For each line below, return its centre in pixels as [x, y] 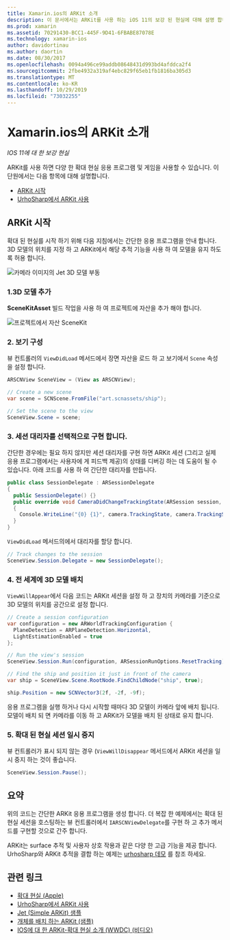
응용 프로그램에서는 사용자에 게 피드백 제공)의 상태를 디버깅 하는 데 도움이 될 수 [112, 461]
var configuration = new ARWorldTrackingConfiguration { [90, 624]
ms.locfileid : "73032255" [44, 97]
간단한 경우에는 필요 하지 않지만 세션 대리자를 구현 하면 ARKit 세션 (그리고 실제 [112, 453]
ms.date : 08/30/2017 [37, 58]
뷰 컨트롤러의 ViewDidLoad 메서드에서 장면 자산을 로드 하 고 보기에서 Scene [106, 358]
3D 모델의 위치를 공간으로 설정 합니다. [57, 604]
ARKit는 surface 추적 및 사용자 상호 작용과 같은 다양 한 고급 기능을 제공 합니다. [112, 845]
